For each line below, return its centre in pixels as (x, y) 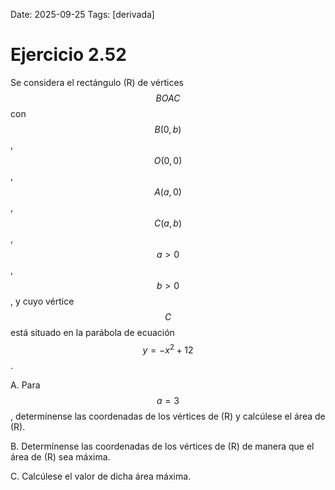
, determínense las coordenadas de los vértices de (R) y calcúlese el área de (168, 416)
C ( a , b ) (168, 223)
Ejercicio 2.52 (68, 55)
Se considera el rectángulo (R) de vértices (97, 82)
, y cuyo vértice (42, 301)
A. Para (25, 385)
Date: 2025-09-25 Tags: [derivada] (82, 14)
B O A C (168, 98)
